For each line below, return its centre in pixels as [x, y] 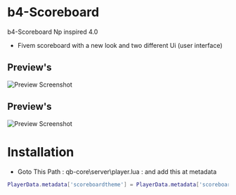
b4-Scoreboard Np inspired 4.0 [53, 32]
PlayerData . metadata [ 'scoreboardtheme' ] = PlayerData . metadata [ [103, 184]
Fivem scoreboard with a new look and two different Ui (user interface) [120, 45]
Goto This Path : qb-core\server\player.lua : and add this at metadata [117, 171]
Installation [41, 152]
